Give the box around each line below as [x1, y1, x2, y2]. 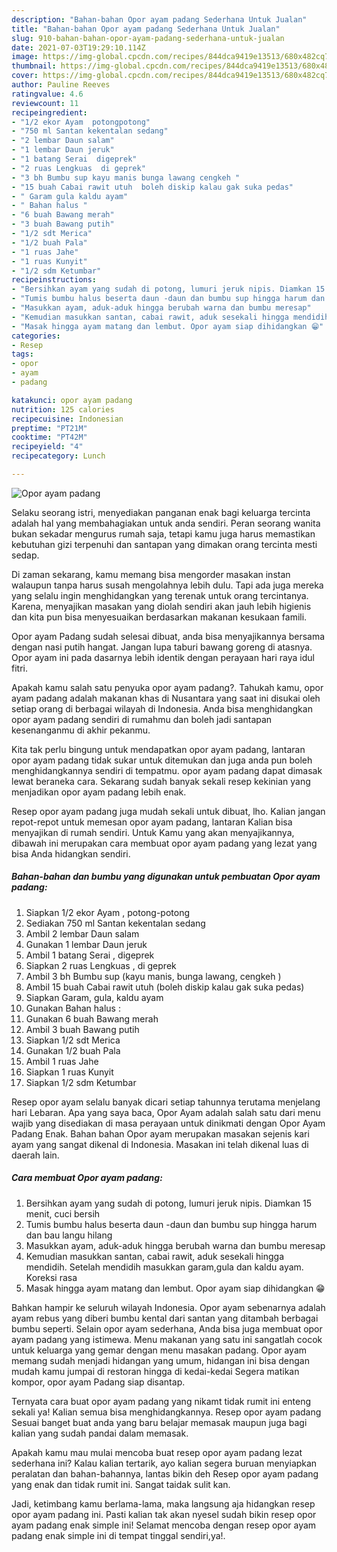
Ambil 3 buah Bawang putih [25, 1023, 140, 1035]
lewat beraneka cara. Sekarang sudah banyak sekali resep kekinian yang [11, 775, 311, 787]
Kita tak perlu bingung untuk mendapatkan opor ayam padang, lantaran [11, 743, 306, 755]
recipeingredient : [11, 107, 88, 118]
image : [11, 52, 39, 62]
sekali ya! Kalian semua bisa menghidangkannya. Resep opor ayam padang [11, 1406, 322, 1418]
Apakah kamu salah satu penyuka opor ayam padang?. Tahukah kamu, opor [11, 681, 324, 693]
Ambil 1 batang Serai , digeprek [25, 949, 155, 961]
